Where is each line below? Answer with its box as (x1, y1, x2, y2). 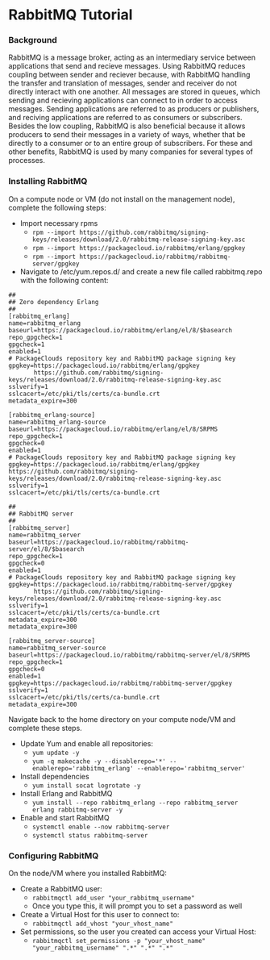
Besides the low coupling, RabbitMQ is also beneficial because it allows (8, 121, 246, 131)
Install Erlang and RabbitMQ (19, 788, 113, 798)
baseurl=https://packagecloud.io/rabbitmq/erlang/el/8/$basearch (8, 326, 232, 334)
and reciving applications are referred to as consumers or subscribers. (8, 113, 243, 123)
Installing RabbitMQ (8, 176, 88, 187)
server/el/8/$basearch (8, 545, 85, 553)
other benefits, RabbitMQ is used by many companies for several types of (8, 147, 254, 157)
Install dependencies (19, 771, 90, 781)
